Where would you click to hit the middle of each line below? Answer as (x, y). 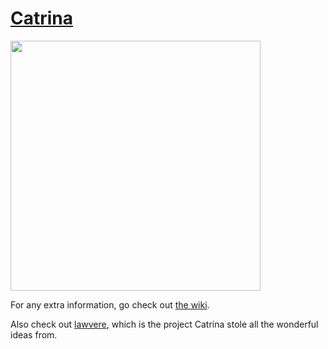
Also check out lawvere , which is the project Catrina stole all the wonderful (164, 324)
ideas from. (34, 334)
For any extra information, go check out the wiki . (110, 304)
